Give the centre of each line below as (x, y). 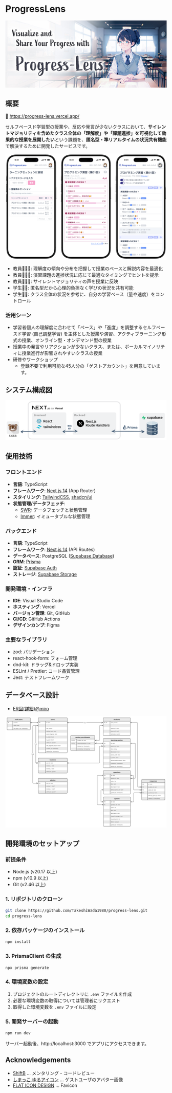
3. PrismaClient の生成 (33, 956)
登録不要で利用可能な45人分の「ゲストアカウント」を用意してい (88, 366)
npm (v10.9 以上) (30, 878)
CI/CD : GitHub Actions (36, 619)
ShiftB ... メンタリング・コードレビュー (53, 1073)
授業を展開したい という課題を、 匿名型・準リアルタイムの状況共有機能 (93, 139)
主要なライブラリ (26, 639)
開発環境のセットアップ (42, 843)
